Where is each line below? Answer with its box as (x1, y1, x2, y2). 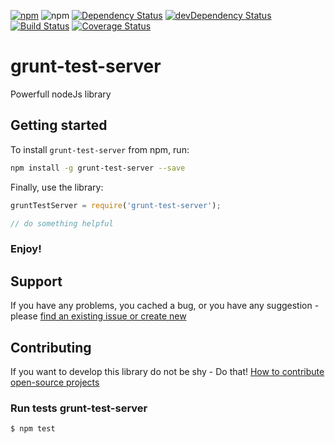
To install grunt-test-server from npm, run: (10, 143, 190, 155)
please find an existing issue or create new (10, 310, 187, 322)
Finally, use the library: (10, 181, 104, 193)
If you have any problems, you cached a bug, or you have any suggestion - (10, 300, 320, 312)
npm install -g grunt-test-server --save (10, 163, 186, 173)
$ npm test (10, 424, 56, 434)
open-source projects (10, 376, 100, 388)
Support (10, 273, 63, 290)
